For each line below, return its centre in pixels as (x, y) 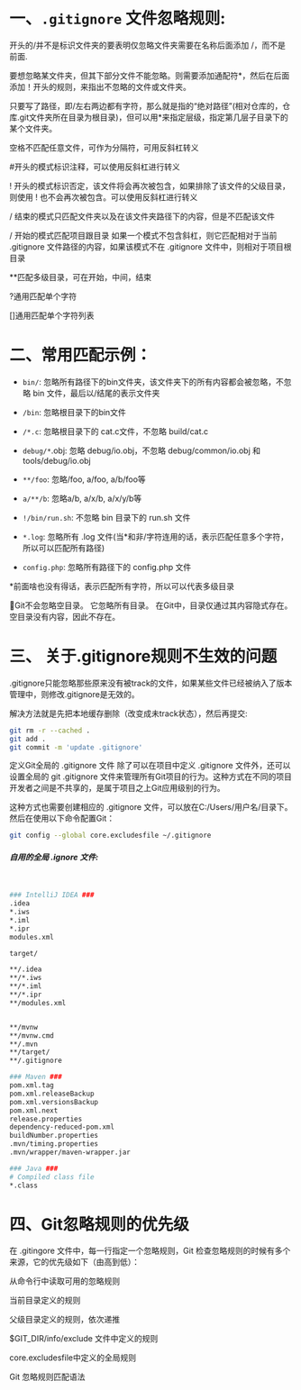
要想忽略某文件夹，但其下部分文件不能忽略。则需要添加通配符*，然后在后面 (150, 75)
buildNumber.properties (54, 1136)
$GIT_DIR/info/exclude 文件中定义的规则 (84, 1339)
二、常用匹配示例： (81, 355)
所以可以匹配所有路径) (64, 548)
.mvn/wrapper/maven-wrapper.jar (70, 1153)
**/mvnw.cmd (32, 1036)
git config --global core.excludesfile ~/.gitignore (110, 836)
